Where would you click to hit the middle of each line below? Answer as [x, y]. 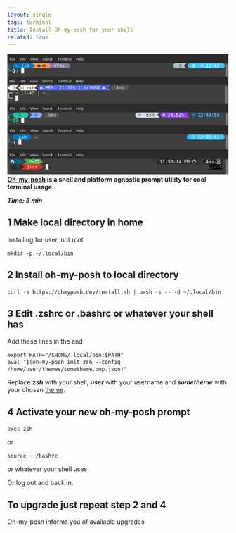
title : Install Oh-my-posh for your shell [70, 30]
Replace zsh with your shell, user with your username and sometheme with [117, 382]
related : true [28, 37]
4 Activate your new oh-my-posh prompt [99, 412]
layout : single [29, 15]
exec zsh [20, 429]
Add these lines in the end [45, 341]
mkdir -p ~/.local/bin [40, 253]
